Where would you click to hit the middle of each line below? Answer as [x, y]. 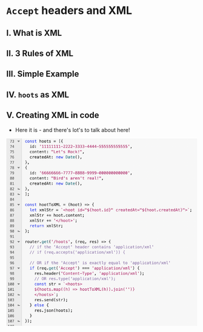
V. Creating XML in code [53, 115]
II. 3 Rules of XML [40, 53]
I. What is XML [34, 33]
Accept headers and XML [69, 11]
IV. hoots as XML [38, 95]
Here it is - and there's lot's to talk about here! [72, 130]
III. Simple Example [43, 74]
